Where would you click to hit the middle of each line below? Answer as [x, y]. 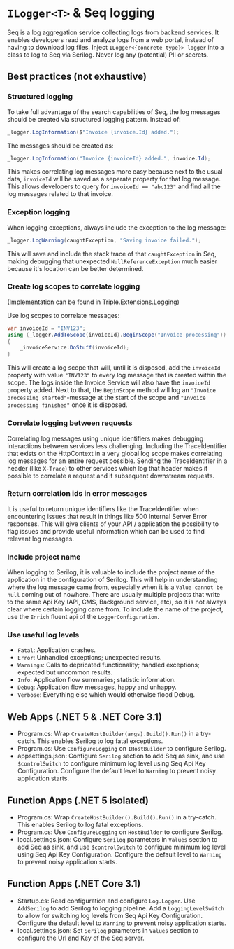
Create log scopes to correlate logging [74, 286]
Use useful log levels [43, 635]
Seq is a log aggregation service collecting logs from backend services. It [113, 32]
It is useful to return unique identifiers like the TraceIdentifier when [103, 508]
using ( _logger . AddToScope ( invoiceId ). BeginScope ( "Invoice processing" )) [117, 335]
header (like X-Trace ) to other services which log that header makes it [108, 468]
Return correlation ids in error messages [77, 494]
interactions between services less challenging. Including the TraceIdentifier [117, 445]
